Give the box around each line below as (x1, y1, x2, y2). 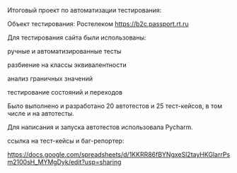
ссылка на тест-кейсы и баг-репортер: (7, 137, 125, 145)
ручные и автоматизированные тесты (7, 47, 122, 55)
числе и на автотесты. (7, 109, 74, 117)
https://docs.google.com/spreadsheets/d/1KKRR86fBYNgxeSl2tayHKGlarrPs (7, 150, 231, 158)
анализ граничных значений (7, 74, 93, 83)
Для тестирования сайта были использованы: (7, 33, 146, 42)
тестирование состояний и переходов (7, 88, 122, 96)
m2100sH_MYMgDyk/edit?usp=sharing (7, 158, 122, 166)
